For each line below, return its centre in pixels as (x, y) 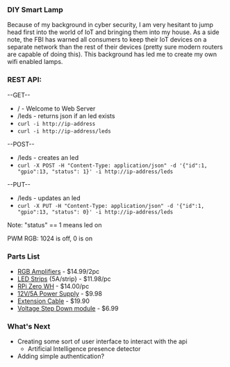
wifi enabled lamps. (35, 62)
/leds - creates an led (48, 157)
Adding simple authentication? (61, 357)
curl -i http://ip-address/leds (64, 131)
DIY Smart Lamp (35, 10)
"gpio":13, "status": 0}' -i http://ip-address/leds (95, 212)
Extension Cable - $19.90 (54, 301)
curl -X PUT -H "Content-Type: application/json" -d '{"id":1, (111, 206)
